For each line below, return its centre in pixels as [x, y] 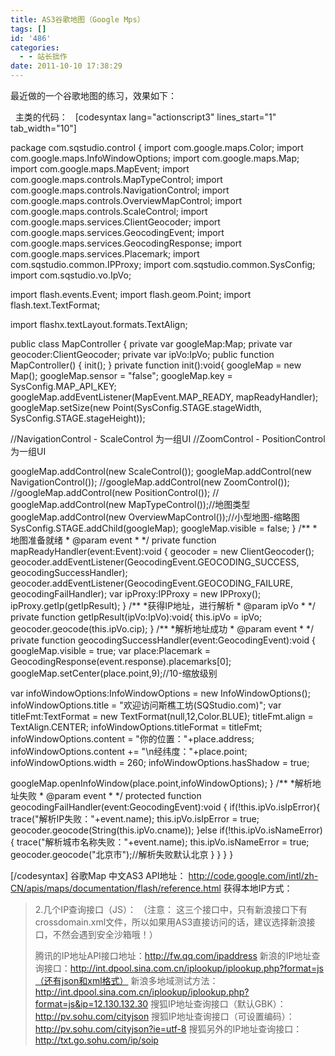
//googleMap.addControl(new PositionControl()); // [115, 492]
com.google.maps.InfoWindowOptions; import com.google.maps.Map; [155, 158]
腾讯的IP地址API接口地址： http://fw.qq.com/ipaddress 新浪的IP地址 [173, 955]
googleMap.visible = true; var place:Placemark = [111, 650]
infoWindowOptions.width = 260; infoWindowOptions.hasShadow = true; [160, 762]
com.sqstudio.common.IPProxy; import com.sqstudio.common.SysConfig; [163, 264]
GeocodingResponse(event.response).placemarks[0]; [121, 661]
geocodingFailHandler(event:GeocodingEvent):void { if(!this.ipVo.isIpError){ [165, 807]
